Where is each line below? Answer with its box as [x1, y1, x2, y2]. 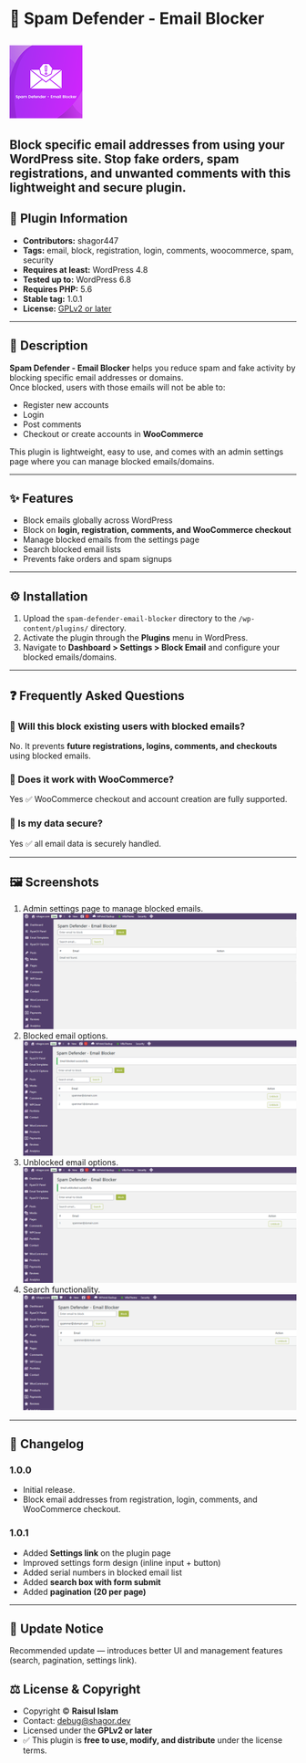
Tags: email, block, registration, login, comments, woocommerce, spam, [22, 245, 294, 256]
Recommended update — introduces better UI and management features [9, 1645, 283, 1656]
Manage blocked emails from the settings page [22, 534, 200, 546]
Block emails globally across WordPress [22, 515, 173, 526]
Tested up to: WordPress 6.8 [22, 274, 132, 285]
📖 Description [9, 338, 88, 354]
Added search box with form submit [22, 1576, 161, 1587]
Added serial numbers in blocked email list [22, 1567, 182, 1578]
